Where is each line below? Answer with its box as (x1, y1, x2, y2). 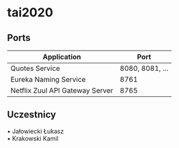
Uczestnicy (7, 109, 57, 121)
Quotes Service (10, 63, 60, 73)
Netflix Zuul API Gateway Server (10, 86, 114, 95)
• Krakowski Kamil (7, 134, 59, 143)
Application (42, 53, 81, 61)
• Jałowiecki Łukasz (7, 127, 64, 135)
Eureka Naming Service (10, 75, 86, 84)
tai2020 (7, 5, 53, 20)
